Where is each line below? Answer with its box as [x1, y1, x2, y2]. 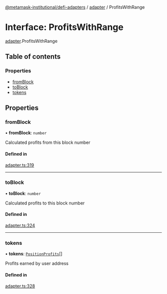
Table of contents [5, 52, 61, 61]
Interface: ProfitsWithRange [5, 22, 124, 33]
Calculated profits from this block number [5, 139, 90, 146]
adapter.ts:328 [5, 283, 35, 289]
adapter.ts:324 [5, 222, 35, 228]
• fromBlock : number [5, 130, 47, 136]
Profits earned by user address [5, 261, 69, 267]
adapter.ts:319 [5, 162, 34, 168]
